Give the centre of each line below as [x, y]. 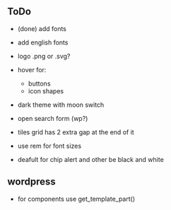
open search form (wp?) [53, 118]
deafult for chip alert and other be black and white [90, 159]
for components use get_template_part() [76, 199]
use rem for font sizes [49, 146]
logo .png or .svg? [44, 56]
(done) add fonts [42, 28]
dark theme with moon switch [61, 105]
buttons [39, 83]
